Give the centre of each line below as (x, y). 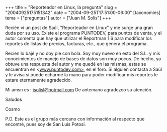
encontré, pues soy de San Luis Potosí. (46, 124)
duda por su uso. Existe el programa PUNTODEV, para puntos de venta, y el (83, 33)
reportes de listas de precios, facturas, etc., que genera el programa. (77, 44)
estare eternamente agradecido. (38, 80)
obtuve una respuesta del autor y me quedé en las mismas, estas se (76, 64)
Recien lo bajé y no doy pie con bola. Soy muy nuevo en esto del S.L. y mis (83, 53)
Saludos (14, 99)
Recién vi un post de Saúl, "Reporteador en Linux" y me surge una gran (79, 28)
